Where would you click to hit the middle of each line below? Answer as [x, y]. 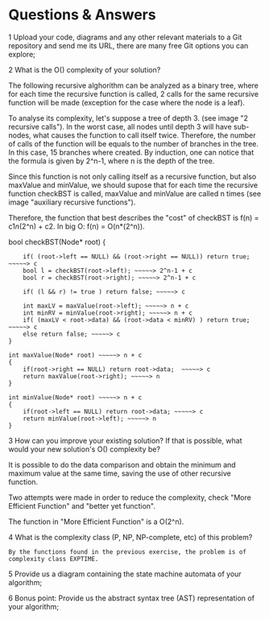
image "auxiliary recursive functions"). [72, 202]
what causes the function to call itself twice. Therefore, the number [144, 135]
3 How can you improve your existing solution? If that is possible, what [125, 440]
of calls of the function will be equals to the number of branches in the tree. [134, 143]
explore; [22, 54]
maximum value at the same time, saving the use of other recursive [120, 473]
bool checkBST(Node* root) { [57, 241]
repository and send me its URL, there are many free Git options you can [128, 45]
